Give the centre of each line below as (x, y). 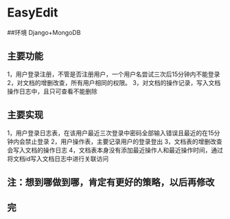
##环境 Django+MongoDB (44, 32)
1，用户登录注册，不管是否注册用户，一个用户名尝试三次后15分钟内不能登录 (114, 74)
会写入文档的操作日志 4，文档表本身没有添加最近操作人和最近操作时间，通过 (115, 150)
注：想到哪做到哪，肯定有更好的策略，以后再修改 (111, 182)
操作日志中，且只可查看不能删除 (52, 91)
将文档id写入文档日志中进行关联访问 (58, 159)
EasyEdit (33, 13)
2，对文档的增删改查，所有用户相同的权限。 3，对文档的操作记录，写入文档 (114, 82)
